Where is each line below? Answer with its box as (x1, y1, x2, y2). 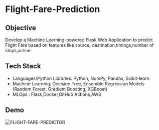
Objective (5, 24, 37, 32)
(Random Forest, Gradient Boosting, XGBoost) (12, 86, 108, 92)
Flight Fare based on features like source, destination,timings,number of (5, 42, 154, 48)
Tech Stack (5, 62, 41, 71)
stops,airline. (5, 48, 32, 53)
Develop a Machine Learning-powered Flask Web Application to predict (5, 37, 153, 43)
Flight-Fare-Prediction (5, 4, 100, 15)
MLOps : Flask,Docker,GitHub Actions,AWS (12, 91, 101, 97)
